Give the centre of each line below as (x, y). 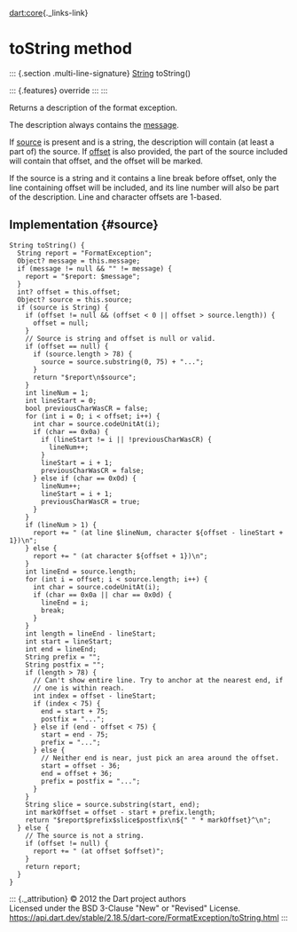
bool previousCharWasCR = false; (87, 408)
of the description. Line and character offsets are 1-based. (116, 197)
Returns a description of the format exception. (94, 107)
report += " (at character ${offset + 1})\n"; (120, 556)
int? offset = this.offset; (69, 292)
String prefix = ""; (63, 657)
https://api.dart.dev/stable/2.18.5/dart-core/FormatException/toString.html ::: (148, 917)
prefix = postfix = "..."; (91, 781)
